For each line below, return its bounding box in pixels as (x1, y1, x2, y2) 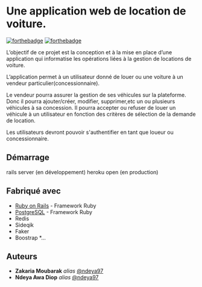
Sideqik (14, 221, 34, 229)
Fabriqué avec (6, 186, 62, 197)
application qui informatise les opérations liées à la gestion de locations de (6, 55, 192, 62)
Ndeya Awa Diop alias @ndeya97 (14, 274, 99, 281)
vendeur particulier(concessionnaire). (6, 80, 100, 87)
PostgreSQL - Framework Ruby (14, 208, 92, 215)
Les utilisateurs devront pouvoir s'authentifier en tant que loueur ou (6, 128, 174, 136)
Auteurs (6, 251, 38, 262)
